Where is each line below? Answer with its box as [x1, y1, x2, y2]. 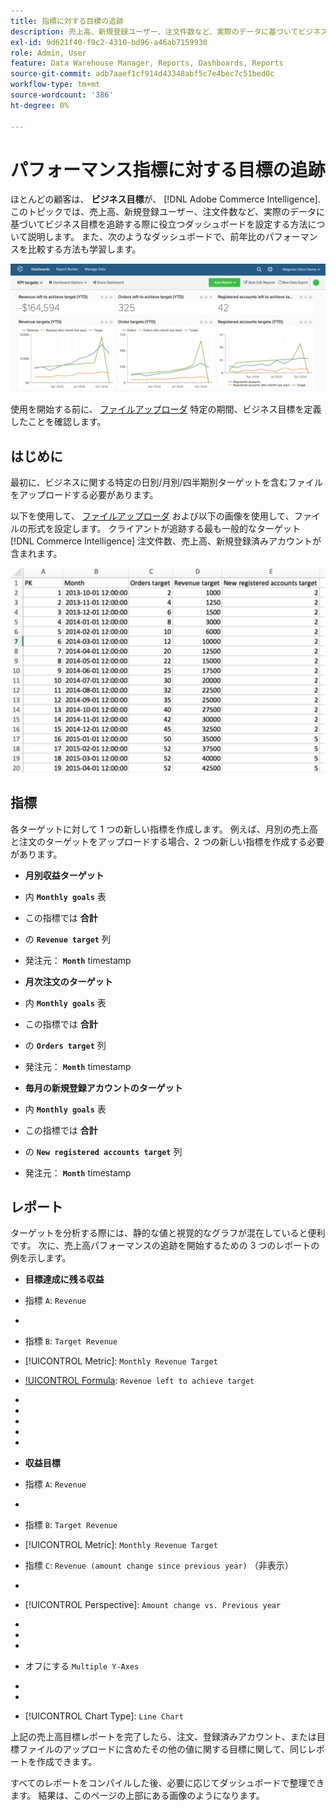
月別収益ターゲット [24, 869, 105, 881]
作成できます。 [36, 1756, 98, 1768]
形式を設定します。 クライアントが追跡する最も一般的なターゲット [27, 523, 301, 534]
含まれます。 [10, 548, 63, 559]
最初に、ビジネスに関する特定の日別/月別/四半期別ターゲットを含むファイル [10, 476, 323, 488]
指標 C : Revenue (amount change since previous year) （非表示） [24, 1560, 294, 1572]
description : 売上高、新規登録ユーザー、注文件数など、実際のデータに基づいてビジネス [10, 26, 328, 37]
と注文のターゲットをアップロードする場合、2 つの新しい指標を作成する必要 [10, 835, 325, 847]
